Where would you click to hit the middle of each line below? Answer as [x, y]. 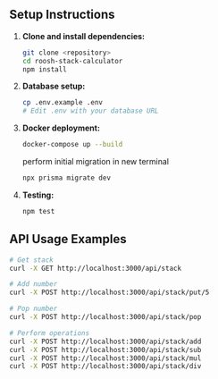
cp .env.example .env [62, 103]
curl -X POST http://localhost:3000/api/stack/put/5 [109, 293]
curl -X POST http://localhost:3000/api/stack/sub [105, 350]
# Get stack [31, 260]
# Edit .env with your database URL [90, 111]
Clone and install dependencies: [84, 36]
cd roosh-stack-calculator [72, 61]
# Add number [34, 284]
